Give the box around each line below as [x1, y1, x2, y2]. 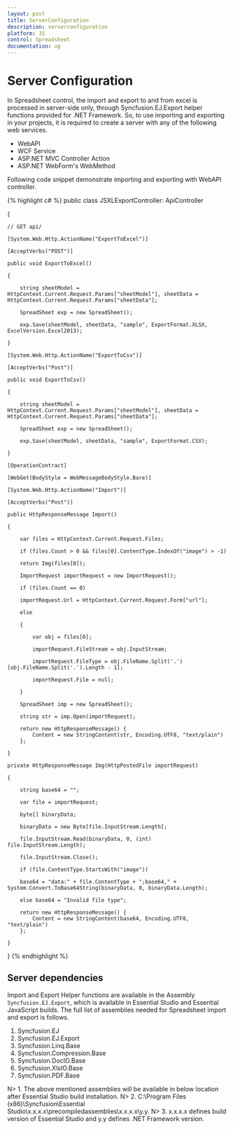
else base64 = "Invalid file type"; [20, 896, 127, 903]
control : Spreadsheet [7, 36, 71, 43]
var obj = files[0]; [32, 633, 92, 640]
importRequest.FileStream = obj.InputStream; [32, 645, 168, 653]
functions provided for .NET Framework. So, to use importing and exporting [7, 111, 225, 119]
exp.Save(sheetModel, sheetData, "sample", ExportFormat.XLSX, [20, 321, 209, 328]
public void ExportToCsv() [7, 376, 86, 383]
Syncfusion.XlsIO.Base [17, 1064, 83, 1072]
